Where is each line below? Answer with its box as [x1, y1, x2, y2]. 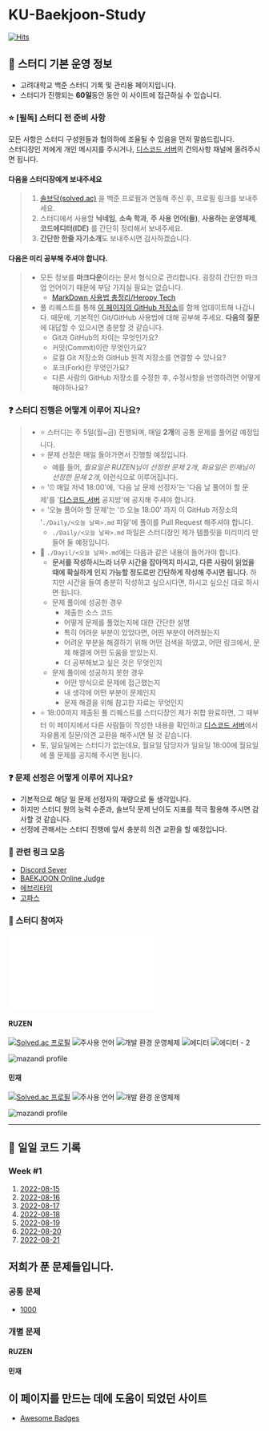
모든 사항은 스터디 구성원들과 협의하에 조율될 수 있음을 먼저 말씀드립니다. [8, 135, 235, 144]
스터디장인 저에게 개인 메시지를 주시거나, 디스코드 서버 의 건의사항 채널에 [8, 144, 233, 154]
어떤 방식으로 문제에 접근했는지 [63, 677, 161, 687]
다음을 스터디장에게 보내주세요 [8, 174, 102, 183]
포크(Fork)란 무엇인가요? [51, 363, 130, 373]
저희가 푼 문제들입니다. [8, 1260, 114, 1274]
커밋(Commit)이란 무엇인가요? [51, 343, 147, 353]
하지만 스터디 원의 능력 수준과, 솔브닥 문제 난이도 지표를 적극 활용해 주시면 [19, 804, 251, 814]
